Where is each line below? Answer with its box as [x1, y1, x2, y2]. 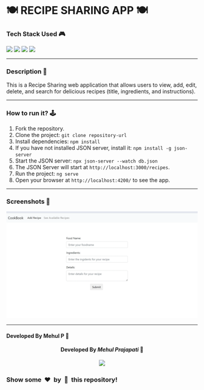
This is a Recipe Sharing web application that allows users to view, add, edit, [6, 81, 197, 89]
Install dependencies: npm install [15, 138, 100, 145]
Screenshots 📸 [6, 197, 50, 206]
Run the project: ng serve [15, 170, 79, 178]
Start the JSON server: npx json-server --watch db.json [15, 157, 158, 164]
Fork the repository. [15, 125, 65, 132]
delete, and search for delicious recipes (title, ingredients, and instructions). [6, 87, 196, 95]
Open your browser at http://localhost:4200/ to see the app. [15, 177, 171, 184]
